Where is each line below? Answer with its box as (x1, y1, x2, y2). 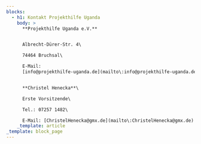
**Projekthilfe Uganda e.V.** (22, 25, 98, 32)
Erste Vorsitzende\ (22, 95, 71, 102)
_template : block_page (6, 128, 63, 135)
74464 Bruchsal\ (22, 52, 63, 59)
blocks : (6, 8, 26, 15)
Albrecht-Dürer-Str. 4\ (22, 41, 82, 48)
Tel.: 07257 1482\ (22, 106, 68, 113)
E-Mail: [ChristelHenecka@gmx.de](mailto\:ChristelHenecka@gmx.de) (22, 118, 194, 124)
